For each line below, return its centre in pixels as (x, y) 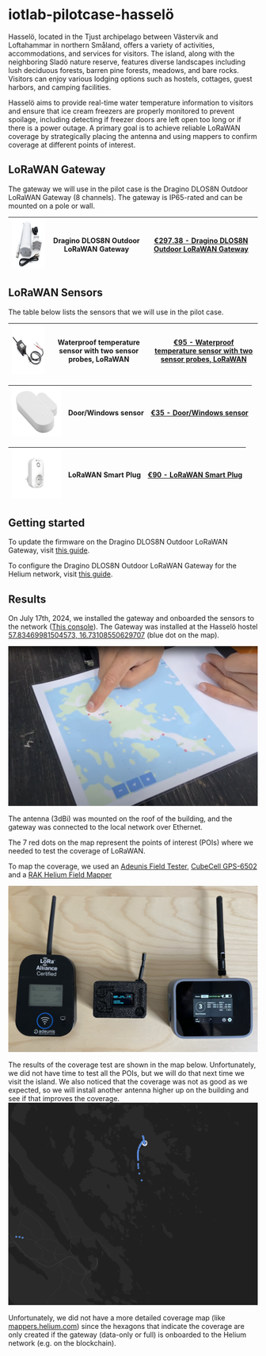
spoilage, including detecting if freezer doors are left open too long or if (125, 119)
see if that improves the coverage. (64, 1098)
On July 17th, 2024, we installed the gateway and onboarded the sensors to (131, 618)
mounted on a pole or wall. (51, 206)
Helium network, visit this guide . (61, 574)
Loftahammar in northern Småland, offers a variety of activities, (112, 44)
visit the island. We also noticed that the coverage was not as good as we (128, 1081)
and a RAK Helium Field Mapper (60, 875)
